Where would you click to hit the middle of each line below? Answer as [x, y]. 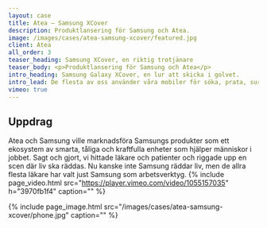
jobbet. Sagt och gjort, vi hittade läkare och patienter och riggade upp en [128, 158]
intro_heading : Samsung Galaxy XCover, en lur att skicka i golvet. [124, 75]
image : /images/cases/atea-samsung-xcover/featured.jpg [103, 38]
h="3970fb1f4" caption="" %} [57, 191]
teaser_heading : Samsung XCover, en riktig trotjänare [101, 60]
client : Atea [30, 45]
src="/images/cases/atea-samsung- [163, 207]
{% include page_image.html [55, 207]
